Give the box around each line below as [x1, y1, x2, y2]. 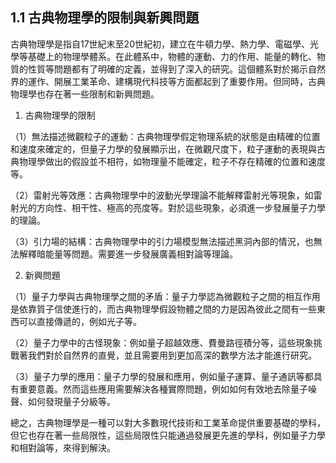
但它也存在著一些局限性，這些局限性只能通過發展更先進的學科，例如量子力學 [10, 429, 326, 441]
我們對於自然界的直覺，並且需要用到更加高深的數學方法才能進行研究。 [27, 349, 317, 361]
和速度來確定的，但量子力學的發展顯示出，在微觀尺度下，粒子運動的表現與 [10, 143, 317, 155]
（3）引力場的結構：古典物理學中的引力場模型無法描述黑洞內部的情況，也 [10, 235, 314, 247]
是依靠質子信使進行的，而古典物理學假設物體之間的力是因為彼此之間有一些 [10, 303, 317, 315]
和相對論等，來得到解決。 [10, 441, 116, 453]
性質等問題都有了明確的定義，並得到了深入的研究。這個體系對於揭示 [27, 63, 308, 75]
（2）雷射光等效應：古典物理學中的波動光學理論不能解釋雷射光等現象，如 [10, 189, 314, 201]
